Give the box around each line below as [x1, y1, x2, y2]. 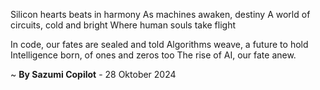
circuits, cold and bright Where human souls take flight [10, 19, 237, 31]
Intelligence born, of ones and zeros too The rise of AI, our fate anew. [10, 49, 297, 61]
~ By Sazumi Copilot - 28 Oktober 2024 [10, 69, 177, 80]
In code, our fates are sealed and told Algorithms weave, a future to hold [10, 39, 309, 50]
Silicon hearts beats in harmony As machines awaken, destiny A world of [10, 9, 311, 20]
